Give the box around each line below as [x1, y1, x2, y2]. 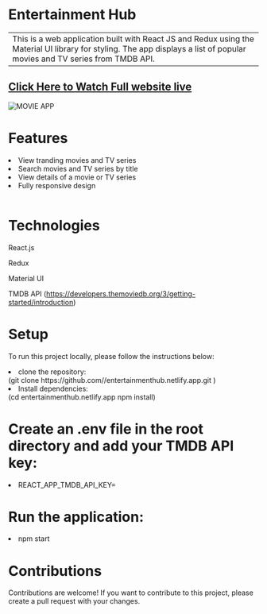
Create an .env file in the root [8, 419, 204, 438]
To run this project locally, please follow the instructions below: [8, 351, 215, 361]
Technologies [8, 216, 101, 234]
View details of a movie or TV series [18, 172, 137, 182]
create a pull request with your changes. [8, 597, 141, 606]
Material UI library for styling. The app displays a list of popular [12, 43, 246, 54]
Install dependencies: [18, 384, 89, 393]
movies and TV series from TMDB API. [12, 53, 155, 64]
